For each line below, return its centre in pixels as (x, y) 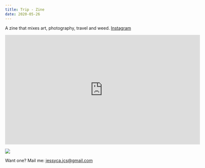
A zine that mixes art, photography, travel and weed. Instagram (68, 28)
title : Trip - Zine (25, 9)
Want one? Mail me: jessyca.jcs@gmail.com (49, 160)
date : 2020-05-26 (23, 14)
